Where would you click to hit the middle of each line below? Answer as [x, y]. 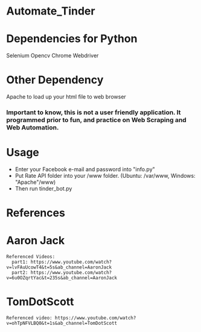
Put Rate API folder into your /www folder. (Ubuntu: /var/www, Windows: [105, 175]
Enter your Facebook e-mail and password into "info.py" [85, 169]
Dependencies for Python [72, 39]
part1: [20, 262]
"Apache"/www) [35, 182]
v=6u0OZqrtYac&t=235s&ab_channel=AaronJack [62, 278]
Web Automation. [33, 127]
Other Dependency [55, 80]
